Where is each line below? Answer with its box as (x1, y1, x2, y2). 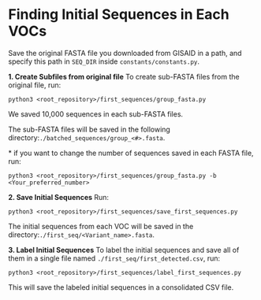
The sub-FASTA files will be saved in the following (8, 124, 171, 134)
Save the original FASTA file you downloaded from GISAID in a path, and (8, 48, 242, 57)
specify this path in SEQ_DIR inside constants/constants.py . (8, 57, 199, 66)
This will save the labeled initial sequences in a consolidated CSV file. (8, 282, 234, 292)
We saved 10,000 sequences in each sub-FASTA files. (8, 109, 184, 119)
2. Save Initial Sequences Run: (8, 192, 109, 202)
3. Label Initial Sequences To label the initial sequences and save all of (8, 245, 240, 254)
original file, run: (8, 80, 62, 90)
